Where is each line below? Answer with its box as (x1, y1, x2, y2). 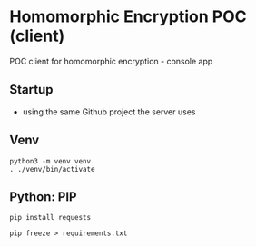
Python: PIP (9, 189, 77, 204)
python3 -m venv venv (9, 156, 92, 165)
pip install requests (9, 213, 92, 222)
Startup (9, 82, 54, 97)
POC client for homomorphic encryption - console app (9, 55, 213, 66)
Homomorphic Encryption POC (9, 6, 247, 27)
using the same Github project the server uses (22, 106, 196, 117)
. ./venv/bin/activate (9, 164, 95, 173)
